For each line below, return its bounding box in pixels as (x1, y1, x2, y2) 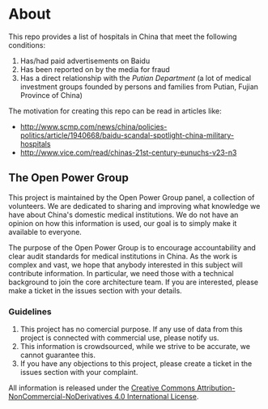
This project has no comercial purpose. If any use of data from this (19, 325, 243, 334)
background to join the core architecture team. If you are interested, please (8, 277, 259, 287)
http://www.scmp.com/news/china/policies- (19, 121, 168, 131)
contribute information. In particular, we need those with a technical (8, 268, 234, 278)
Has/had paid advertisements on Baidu (19, 56, 151, 66)
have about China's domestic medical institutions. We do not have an (8, 210, 239, 219)
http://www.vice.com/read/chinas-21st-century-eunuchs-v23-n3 (19, 147, 237, 157)
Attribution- (197, 383, 236, 393)
